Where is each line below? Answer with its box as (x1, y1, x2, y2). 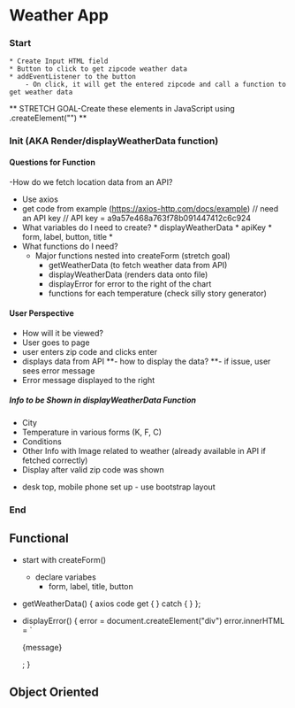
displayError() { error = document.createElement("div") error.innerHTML (21, 615, 285, 626)
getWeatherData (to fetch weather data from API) (48, 259, 228, 270)
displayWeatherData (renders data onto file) (48, 269, 208, 280)
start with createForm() (21, 554, 107, 565)
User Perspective (9, 308, 75, 319)
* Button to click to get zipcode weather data (9, 65, 188, 73)
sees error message (21, 365, 95, 376)
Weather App (9, 5, 109, 26)
